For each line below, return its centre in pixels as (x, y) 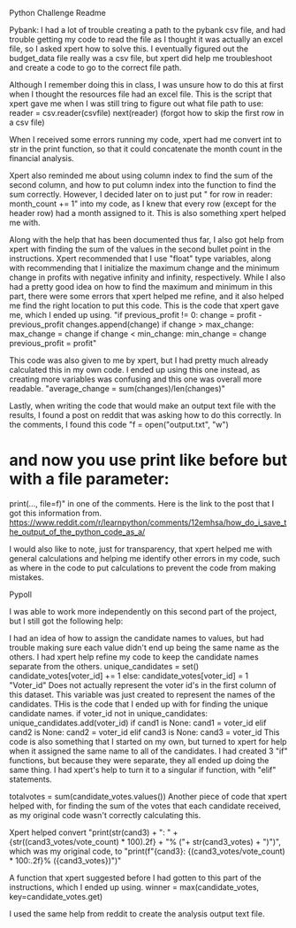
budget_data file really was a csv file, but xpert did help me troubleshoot (141, 58)
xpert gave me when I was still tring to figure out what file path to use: (137, 104)
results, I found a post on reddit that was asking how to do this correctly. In (145, 415)
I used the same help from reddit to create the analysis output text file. (137, 913)
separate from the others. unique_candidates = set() (104, 666)
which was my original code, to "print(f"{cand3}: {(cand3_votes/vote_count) (147, 851)
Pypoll (21, 594)
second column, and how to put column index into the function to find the (143, 185)
